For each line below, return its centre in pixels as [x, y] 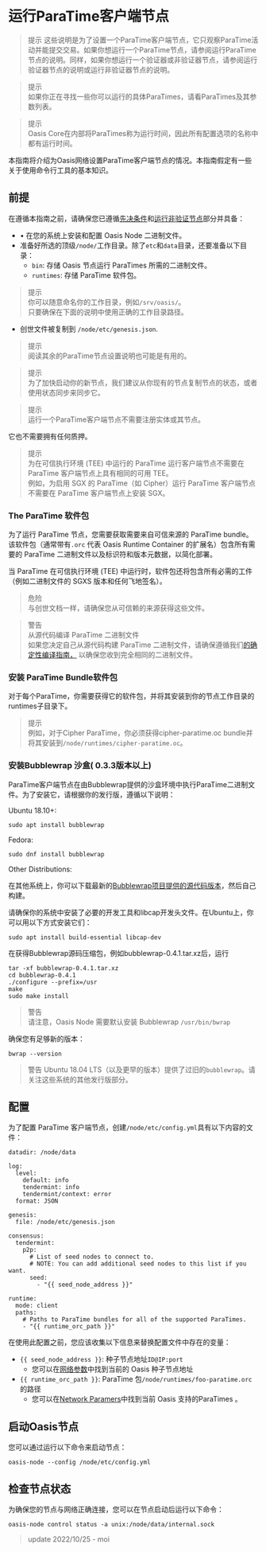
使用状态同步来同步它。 [66, 392]
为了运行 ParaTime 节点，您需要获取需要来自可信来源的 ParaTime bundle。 [131, 535]
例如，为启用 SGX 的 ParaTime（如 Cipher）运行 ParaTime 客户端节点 [141, 483]
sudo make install [39, 996]
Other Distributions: [40, 869]
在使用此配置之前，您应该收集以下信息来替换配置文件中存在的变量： [120, 1343]
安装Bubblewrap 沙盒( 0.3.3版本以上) [80, 766]
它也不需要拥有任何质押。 [50, 436]
